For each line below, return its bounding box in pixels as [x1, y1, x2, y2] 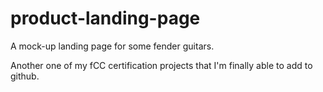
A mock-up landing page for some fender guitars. [10, 40, 215, 52]
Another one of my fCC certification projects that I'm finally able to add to [10, 59, 313, 71]
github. [10, 70, 40, 82]
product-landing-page [10, 7, 201, 30]
